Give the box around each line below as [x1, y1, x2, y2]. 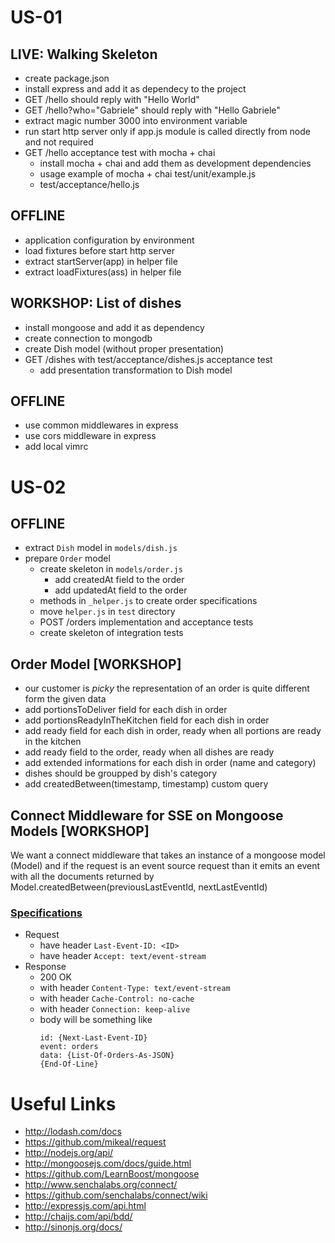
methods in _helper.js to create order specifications [39, 595, 258, 607]
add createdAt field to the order [54, 574, 185, 586]
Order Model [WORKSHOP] [10, 656, 182, 673]
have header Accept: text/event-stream [39, 950, 207, 962]
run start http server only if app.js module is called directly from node [24, 126, 311, 137]
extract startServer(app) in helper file [24, 255, 178, 267]
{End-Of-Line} [39, 1059, 99, 1070]
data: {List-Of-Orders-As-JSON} [39, 1051, 175, 1061]
